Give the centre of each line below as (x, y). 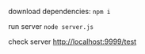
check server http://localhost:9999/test (72, 41)
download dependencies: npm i (59, 11)
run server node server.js (51, 26)
